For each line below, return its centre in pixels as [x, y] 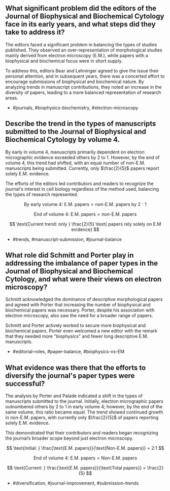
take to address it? [35, 32]
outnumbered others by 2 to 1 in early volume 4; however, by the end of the [84, 407]
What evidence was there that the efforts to [76, 367]
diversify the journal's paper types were [70, 376]
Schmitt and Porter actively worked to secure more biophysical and [76, 325]
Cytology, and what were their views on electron [83, 279]
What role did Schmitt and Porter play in [70, 255]
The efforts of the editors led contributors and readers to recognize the [79, 184]
